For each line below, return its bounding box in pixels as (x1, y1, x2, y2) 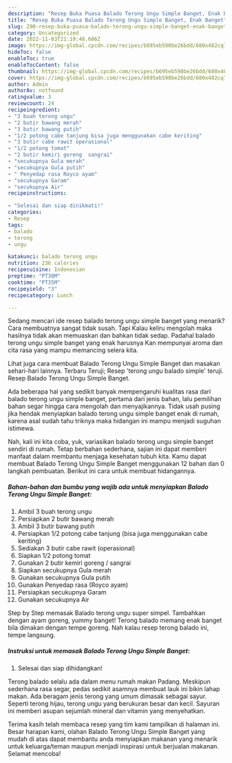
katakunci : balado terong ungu (8, 253, 98, 260)
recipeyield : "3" (8, 285, 58, 292)
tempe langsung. (8, 631, 56, 639)
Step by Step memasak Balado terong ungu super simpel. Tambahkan (8, 609, 206, 617)
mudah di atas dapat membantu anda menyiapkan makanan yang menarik (8, 735, 218, 743)
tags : (8, 222, 23, 229)
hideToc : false (8, 49, 52, 56)
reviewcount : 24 (8, 100, 54, 107)
